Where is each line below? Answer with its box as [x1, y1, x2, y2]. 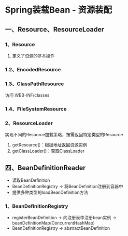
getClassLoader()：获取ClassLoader [12, 148, 85, 154]
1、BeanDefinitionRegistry [5, 203, 69, 210]
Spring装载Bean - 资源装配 [5, 4, 112, 16]
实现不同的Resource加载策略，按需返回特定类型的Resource [5, 132, 123, 138]
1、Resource [5, 41, 35, 47]
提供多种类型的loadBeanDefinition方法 [12, 189, 88, 195]
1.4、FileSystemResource [5, 106, 67, 112]
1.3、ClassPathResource [5, 80, 64, 87]
